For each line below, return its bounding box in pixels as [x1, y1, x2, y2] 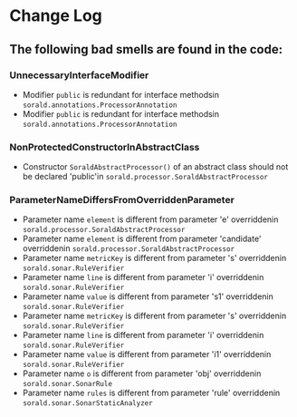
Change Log [9, 5, 102, 26]
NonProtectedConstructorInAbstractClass [9, 141, 200, 153]
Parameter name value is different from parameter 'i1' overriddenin [22, 349, 272, 360]
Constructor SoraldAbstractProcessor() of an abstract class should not [22, 161, 289, 172]
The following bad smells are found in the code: [9, 42, 283, 57]
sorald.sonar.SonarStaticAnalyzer [22, 399, 153, 408]
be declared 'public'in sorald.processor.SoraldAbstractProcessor [22, 171, 269, 182]
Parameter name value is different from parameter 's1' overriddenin [22, 291, 274, 302]
